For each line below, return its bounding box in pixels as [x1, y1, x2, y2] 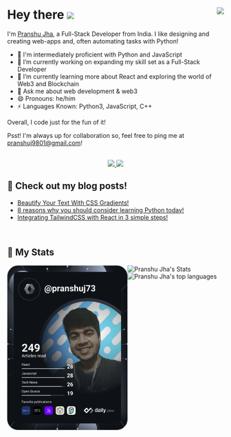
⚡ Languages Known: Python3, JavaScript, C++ [16, 102, 153, 110]
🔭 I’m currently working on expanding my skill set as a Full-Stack [16, 57, 201, 65]
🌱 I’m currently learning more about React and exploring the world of [16, 72, 212, 81]
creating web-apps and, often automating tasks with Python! [7, 37, 179, 45]
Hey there [7, 7, 65, 23]
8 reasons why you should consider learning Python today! [16, 205, 184, 214]
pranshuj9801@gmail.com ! [7, 139, 82, 147]
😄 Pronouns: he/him [16, 94, 76, 103]
